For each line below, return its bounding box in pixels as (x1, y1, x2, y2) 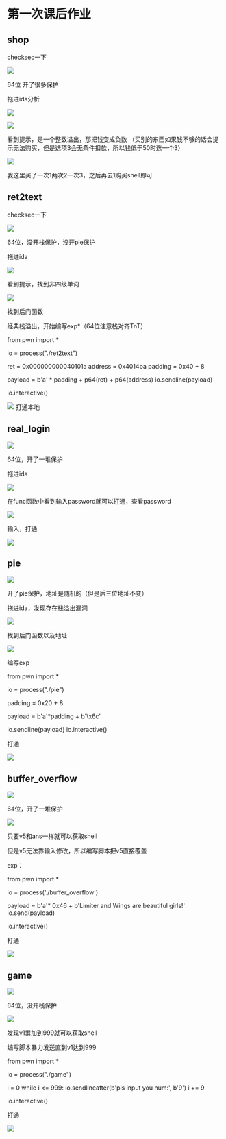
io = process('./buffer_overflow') (7, 888, 99, 896)
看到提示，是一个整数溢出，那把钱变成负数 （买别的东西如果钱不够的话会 (7, 135, 213, 143)
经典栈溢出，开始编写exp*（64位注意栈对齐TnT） (7, 321, 147, 330)
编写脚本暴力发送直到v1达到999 (7, 1043, 97, 1052)
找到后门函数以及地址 (7, 631, 67, 639)
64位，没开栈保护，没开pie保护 (7, 238, 96, 246)
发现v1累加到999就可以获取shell (7, 1029, 98, 1037)
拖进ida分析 (7, 95, 40, 103)
